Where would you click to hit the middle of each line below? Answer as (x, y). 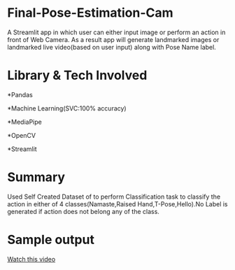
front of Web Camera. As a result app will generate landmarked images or (113, 39)
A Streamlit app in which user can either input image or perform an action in (116, 32)
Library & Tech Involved (77, 76)
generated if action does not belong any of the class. (83, 211)
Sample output (51, 240)
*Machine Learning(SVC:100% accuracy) (67, 108)
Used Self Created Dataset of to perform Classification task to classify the (114, 197)
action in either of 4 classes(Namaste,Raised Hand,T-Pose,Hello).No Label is (117, 204)
